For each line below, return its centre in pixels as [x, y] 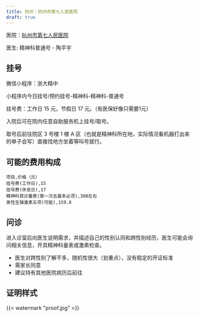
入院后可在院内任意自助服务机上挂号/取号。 [59, 121]
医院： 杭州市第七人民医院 [37, 35]
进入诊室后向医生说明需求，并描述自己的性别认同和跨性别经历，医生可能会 [97, 237]
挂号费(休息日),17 [26, 190]
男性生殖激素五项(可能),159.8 [39, 203]
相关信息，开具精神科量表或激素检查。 [58, 245]
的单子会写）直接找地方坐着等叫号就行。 [55, 142]
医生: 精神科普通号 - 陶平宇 [39, 48]
